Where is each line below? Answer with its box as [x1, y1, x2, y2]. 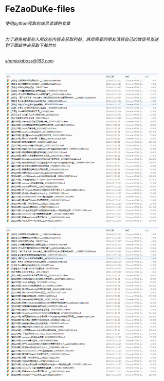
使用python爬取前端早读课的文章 [5, 20, 71, 26]
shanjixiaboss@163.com [5, 58, 54, 64]
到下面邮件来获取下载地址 [5, 42, 56, 48]
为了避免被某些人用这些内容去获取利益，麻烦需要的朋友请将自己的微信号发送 [5, 37, 159, 42]
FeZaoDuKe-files [5, 3, 75, 15]
